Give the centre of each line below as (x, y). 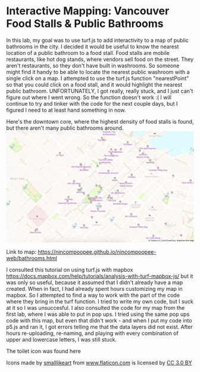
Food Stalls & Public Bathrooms (85, 24)
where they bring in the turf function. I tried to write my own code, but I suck (100, 302)
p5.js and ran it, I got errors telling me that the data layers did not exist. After (100, 327)
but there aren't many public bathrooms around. (65, 128)
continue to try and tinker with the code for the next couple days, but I (92, 103)
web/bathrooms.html (32, 259)
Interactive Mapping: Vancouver (88, 11)
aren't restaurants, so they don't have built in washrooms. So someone (93, 65)
